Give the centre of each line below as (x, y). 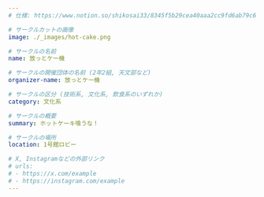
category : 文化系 (35, 102)
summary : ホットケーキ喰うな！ (54, 123)
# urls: (21, 166)
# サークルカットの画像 (41, 30)
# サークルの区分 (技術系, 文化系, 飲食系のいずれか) (86, 95)
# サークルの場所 (32, 138)
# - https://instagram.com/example (67, 181)
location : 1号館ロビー (43, 145)
